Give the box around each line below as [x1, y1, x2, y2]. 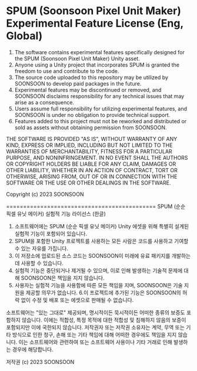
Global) [6, 29, 43, 42]
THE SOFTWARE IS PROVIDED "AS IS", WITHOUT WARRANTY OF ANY [6, 135, 178, 142]
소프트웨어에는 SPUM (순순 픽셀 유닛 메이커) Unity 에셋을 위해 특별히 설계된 [14, 222, 189, 229]
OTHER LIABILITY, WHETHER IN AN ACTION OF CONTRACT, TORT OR [6, 166, 178, 173]
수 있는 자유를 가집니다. [14, 245, 69, 252]
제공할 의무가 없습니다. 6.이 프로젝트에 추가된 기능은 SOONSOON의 [25, 289, 181, 296]
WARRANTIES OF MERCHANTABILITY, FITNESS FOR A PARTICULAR [6, 147, 172, 155]
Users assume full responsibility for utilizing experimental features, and [14, 105, 187, 112]
